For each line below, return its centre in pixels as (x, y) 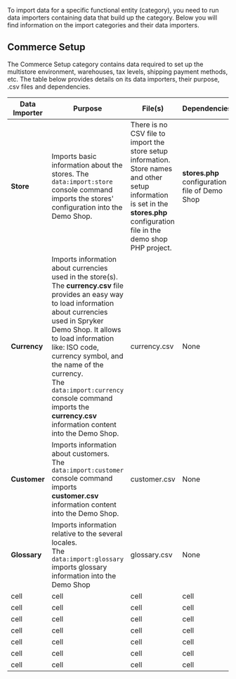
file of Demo (203, 191)
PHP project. (151, 248)
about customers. (81, 453)
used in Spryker (78, 321)
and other (146, 177)
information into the (84, 576)
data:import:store (83, 182)
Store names (151, 168)
